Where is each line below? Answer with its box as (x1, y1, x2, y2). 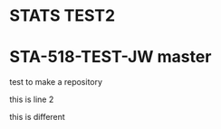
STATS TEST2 (9, 5, 116, 26)
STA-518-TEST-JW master (9, 47, 212, 68)
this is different (9, 112, 65, 123)
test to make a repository (9, 77, 102, 88)
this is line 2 (9, 94, 54, 105)
